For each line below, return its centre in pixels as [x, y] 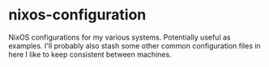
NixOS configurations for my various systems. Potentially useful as [120, 37]
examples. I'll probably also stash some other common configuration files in [134, 45]
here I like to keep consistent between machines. [90, 54]
